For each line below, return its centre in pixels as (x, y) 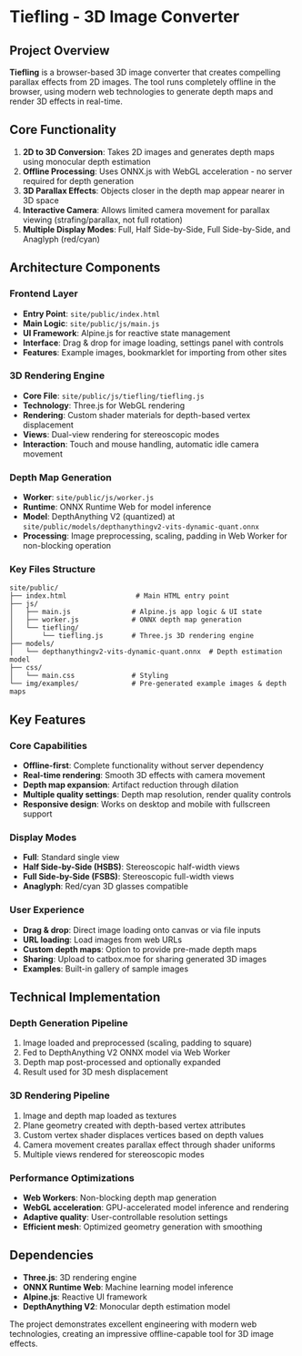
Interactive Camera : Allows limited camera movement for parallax (146, 210)
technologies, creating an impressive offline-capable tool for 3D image (142, 1333)
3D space (40, 200)
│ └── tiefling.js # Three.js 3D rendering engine (132, 636)
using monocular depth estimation (87, 161)
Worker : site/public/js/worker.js (88, 498)
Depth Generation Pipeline (69, 1022)
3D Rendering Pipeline (60, 1095)
